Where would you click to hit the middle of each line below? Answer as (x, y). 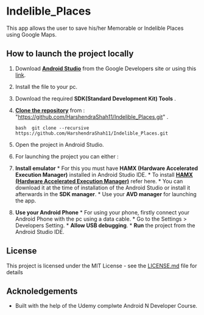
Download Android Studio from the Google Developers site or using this (106, 68)
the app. (26, 200)
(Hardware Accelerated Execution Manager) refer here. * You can (99, 181)
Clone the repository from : (50, 110)
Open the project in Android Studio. (60, 144)
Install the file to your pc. (46, 87)
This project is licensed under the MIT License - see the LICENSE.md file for (102, 266)
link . (20, 75)
